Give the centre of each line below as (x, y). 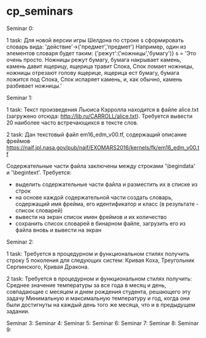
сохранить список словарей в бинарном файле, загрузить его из (100, 223)
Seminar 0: (20, 28)
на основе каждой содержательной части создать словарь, (94, 197)
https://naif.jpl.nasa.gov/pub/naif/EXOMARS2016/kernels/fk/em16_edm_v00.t (103, 147)
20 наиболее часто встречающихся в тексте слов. (72, 122)
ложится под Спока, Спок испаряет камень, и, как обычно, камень (94, 79)
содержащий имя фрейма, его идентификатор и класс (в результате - (107, 204)
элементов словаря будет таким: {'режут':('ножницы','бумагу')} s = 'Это (101, 53)
